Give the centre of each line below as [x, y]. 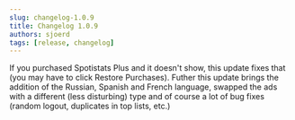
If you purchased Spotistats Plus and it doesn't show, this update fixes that [147, 68]
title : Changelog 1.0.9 [54, 26]
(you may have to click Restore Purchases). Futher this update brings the [144, 78]
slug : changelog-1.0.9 [52, 17]
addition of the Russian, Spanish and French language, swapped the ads [143, 87]
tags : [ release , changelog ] [62, 43]
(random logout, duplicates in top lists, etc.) [90, 106]
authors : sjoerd [40, 34]
